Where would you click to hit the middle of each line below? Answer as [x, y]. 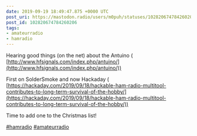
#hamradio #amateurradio [38, 127]
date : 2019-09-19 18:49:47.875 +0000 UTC [57, 11]
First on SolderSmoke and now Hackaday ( [58, 79]
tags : [13, 28]
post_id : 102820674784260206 [42, 22]
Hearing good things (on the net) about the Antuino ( [69, 55]
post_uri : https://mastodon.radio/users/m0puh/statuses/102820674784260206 [101, 17]
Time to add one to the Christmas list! [51, 115]
